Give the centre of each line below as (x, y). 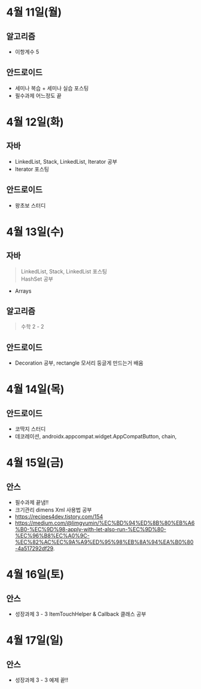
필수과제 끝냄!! (32, 503)
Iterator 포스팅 (32, 169)
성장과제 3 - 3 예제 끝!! (42, 680)
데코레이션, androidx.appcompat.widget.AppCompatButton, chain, (96, 437)
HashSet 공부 (37, 279)
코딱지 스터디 (30, 429)
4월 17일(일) (35, 641)
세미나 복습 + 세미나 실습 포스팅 (52, 88)
